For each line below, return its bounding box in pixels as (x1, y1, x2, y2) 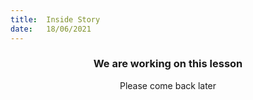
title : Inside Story (10, 14, 101, 25)
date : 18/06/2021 (10, 24, 92, 34)
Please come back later (119, 79, 217, 91)
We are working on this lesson (93, 57, 243, 71)
